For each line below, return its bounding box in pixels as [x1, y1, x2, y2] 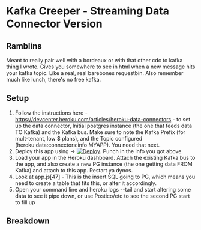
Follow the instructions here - [14, 109, 88, 117]
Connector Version [6, 17, 103, 31]
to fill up [14, 198, 35, 205]
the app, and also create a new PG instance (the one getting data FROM [14, 160, 193, 168]
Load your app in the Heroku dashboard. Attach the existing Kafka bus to [14, 154, 196, 161]
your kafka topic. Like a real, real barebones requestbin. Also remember [6, 70, 184, 76]
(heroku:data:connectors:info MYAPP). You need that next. [14, 141, 160, 148]
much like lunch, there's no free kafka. [6, 76, 101, 83]
